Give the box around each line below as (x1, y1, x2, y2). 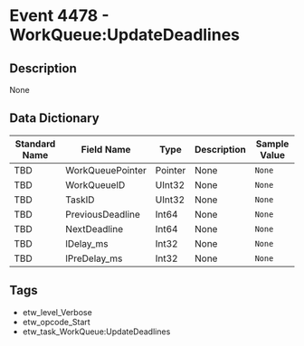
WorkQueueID (65, 178, 126, 191)
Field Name (81, 143, 131, 155)
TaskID (65, 193, 95, 206)
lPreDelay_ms (65, 252, 123, 265)
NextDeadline (65, 222, 124, 235)
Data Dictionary (9, 110, 100, 126)
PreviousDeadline (65, 208, 140, 220)
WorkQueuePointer (65, 164, 147, 176)
